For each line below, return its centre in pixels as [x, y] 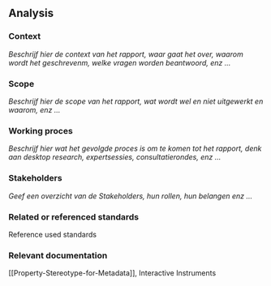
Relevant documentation [58, 255]
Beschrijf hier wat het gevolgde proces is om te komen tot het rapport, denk [135, 148]
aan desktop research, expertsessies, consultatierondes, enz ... [115, 157]
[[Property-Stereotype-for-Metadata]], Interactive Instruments [112, 273]
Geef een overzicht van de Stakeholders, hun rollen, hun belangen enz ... [131, 196]
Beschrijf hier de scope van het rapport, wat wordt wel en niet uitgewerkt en [136, 101]
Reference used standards [53, 234]
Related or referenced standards [74, 216]
